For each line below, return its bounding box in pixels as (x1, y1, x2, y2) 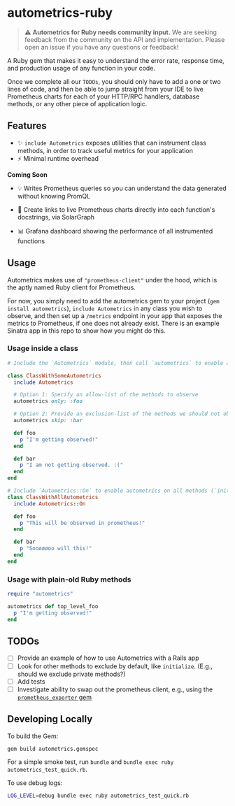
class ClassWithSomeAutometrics (7, 372, 101, 379)
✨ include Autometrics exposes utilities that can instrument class (17, 138, 206, 147)
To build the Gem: (7, 732, 59, 740)
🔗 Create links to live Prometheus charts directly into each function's (17, 205, 215, 214)
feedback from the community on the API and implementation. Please (24, 35, 225, 43)
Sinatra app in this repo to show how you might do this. (7, 326, 166, 335)
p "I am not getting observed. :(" (20, 461, 124, 469)
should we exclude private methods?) (17, 670, 126, 678)
